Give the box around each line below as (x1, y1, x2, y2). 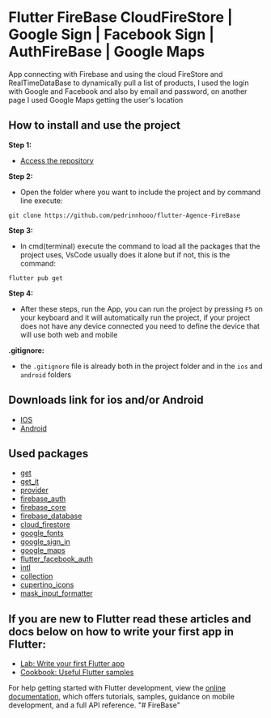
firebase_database (19, 511, 83, 521)
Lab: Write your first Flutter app (19, 659, 125, 669)
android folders (19, 369, 71, 380)
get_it (19, 477, 39, 486)
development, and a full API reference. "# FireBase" (8, 700, 180, 710)
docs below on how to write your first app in (8, 624, 235, 639)
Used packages (8, 446, 89, 461)
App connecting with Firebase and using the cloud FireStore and (8, 69, 223, 79)
